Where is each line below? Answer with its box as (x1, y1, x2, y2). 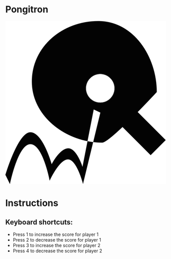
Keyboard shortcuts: (5, 217, 73, 227)
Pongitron (5, 4, 49, 15)
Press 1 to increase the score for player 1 (12, 231, 99, 237)
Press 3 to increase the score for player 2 (12, 242, 101, 248)
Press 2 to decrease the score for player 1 (12, 236, 101, 243)
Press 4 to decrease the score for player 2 (12, 248, 103, 254)
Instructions (5, 197, 59, 209)
